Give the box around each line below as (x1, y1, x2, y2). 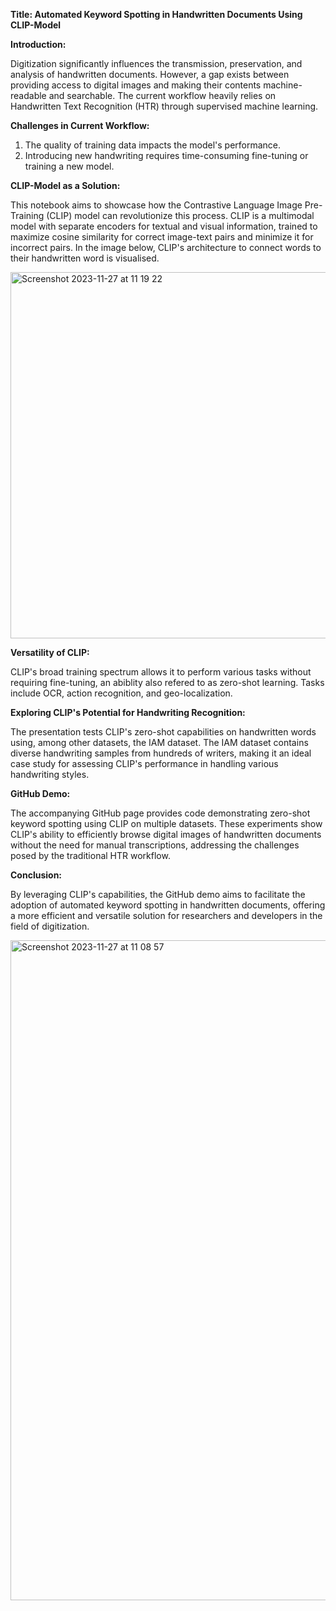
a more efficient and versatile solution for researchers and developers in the (10, 910, 323, 921)
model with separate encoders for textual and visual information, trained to (10, 220, 318, 232)
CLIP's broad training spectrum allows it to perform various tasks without (10, 666, 312, 678)
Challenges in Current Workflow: (10, 120, 150, 131)
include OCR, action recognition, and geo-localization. (10, 687, 233, 699)
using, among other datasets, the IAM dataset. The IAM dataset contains (10, 737, 309, 748)
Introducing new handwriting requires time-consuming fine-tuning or (24, 150, 309, 161)
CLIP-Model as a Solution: (10, 180, 121, 191)
